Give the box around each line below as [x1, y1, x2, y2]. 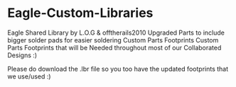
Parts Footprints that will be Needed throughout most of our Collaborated [7, 43, 222, 52]
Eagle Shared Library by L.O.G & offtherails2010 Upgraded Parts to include [7, 28, 225, 37]
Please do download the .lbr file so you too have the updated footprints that [7, 64, 229, 73]
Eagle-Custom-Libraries [7, 5, 154, 21]
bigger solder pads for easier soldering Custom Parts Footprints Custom [7, 35, 219, 44]
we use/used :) [7, 72, 51, 81]
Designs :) [7, 51, 38, 59]
